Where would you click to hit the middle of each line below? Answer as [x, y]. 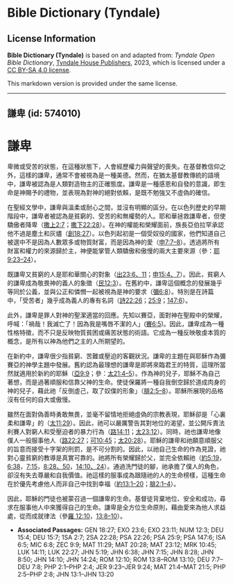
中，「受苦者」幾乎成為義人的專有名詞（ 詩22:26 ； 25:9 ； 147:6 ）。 [100, 300]
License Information [51, 39]
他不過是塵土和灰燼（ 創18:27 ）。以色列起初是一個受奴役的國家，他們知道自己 [116, 234]
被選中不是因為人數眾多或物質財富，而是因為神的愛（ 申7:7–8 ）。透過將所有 [114, 242]
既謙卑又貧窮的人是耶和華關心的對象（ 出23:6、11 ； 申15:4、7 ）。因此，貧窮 [113, 274]
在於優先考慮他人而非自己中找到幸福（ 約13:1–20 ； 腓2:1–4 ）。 [94, 484]
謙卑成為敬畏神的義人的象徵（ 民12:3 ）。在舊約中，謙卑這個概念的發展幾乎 [118, 283]
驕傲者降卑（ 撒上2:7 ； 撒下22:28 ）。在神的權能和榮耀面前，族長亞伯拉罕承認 [115, 225]
